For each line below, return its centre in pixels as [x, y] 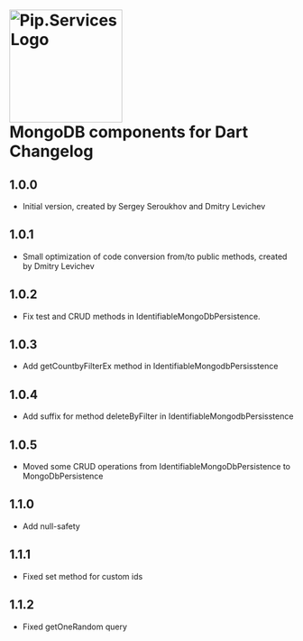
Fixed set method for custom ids [83, 576]
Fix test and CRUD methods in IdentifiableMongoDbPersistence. [141, 316]
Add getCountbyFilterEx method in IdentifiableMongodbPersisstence [150, 367]
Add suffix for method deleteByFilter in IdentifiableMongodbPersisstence [158, 416]
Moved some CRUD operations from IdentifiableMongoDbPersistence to [156, 467]
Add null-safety [51, 526]
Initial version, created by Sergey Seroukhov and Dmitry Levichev [144, 206]
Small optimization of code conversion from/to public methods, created [155, 256]
